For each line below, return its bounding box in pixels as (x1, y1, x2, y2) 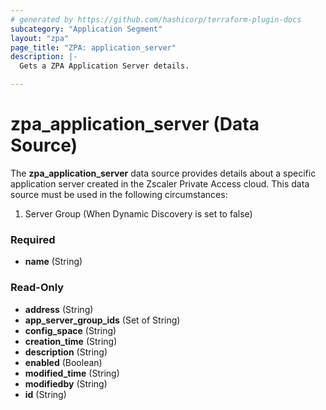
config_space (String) (24, 324, 117, 336)
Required (10, 232, 56, 246)
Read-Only (10, 281, 65, 295)
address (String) (24, 303, 94, 315)
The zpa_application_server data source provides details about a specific (10, 167, 317, 179)
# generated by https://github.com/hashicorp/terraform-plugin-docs (10, 14, 302, 25)
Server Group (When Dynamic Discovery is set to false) (24, 207, 253, 220)
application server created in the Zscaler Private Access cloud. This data (10, 177, 310, 190)
